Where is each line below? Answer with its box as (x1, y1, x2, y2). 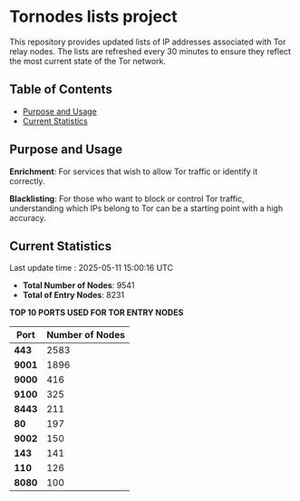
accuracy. (9, 212, 47, 223)
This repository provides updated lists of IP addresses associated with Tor (9, 36, 286, 47)
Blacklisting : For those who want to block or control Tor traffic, (9, 193, 245, 204)
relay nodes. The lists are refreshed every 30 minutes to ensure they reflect (9, 45, 292, 56)
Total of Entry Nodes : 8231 (22, 290, 125, 301)
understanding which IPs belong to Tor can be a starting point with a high (9, 202, 284, 214)
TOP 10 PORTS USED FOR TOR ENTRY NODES (9, 307, 184, 318)
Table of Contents (9, 82, 113, 97)
